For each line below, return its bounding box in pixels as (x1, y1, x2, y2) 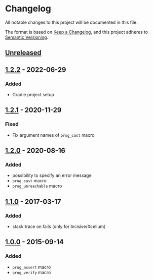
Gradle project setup (12, 92, 54, 98)
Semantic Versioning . (5, 34, 48, 40)
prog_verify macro (12, 269, 51, 275)
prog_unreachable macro (12, 183, 62, 189)
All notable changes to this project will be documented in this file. (5, 19, 138, 25)
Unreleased (5, 49, 42, 57)
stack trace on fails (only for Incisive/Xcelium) (12, 224, 106, 229)
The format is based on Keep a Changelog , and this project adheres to (5, 29, 148, 35)
